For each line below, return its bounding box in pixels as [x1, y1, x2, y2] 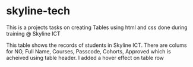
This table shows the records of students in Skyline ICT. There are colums [6, 42, 187, 49]
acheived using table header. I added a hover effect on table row [6, 54, 164, 61]
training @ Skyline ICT [6, 30, 61, 37]
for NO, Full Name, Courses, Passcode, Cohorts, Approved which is [6, 47, 171, 55]
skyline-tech [6, 4, 71, 18]
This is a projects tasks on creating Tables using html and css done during [6, 24, 188, 31]
